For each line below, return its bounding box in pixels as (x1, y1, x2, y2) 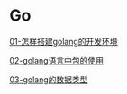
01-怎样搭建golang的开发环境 (9, 36, 119, 47)
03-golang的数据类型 (9, 73, 88, 85)
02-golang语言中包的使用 (9, 55, 104, 65)
